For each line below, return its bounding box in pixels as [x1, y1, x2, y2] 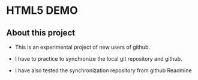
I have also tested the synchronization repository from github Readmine [14, 67, 192, 74]
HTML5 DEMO [6, 4, 78, 17]
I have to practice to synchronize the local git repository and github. [14, 55, 182, 62]
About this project [6, 28, 76, 38]
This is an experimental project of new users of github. [14, 43, 150, 51]
